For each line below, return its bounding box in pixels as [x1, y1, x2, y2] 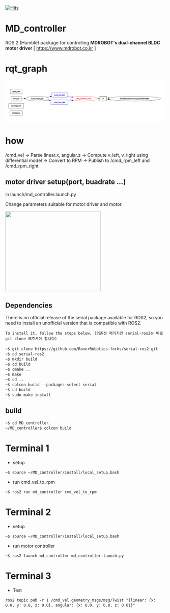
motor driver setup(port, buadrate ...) [5, 178, 126, 186]
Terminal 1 [5, 442, 49, 454]
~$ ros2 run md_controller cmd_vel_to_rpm [5, 489, 97, 495]
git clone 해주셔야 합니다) [5, 336, 58, 342]
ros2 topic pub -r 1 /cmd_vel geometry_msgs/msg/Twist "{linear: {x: [5, 598, 156, 603]
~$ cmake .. [5, 367, 31, 372]
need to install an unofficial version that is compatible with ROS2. [5, 320, 141, 326]
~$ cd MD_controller [5, 420, 49, 426]
